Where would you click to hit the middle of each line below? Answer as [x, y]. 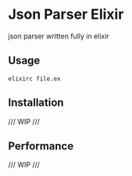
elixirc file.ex [34, 79]
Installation [36, 103]
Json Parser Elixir [66, 14]
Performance [41, 146]
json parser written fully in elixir [59, 36]
